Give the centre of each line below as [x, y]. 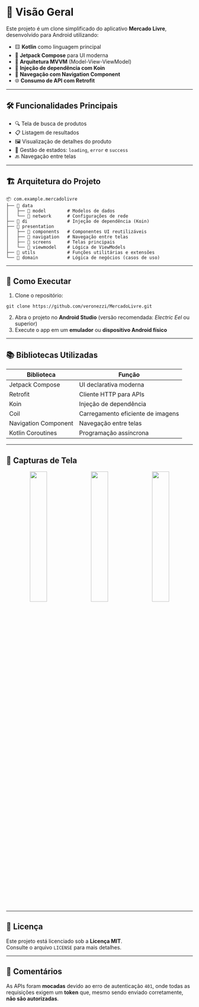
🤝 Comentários [34, 972]
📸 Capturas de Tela [42, 460]
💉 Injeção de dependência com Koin [60, 68]
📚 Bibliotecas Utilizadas [52, 355]
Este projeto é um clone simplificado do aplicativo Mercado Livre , [86, 28]
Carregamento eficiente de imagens [129, 414]
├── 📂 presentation [30, 226]
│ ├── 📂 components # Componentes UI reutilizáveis [76, 232]
